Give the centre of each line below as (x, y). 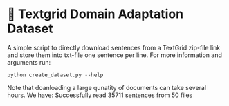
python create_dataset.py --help (55, 75)
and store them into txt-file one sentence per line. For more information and (115, 55)
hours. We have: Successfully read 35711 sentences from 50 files (100, 95)
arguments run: (29, 62)
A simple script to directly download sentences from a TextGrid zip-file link (114, 47)
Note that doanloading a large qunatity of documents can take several (107, 87)
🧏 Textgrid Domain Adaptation (95, 14)
